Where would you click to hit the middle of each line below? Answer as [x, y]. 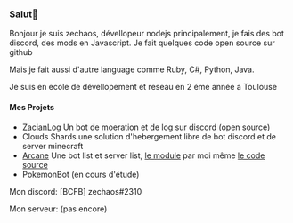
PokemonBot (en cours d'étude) [81, 174]
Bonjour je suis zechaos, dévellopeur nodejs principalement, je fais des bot [147, 34]
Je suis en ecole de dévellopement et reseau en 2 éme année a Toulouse [143, 87]
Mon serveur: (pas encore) [58, 209]
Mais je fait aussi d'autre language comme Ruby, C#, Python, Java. [132, 69]
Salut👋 [24, 14]
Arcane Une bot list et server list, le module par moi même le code [143, 155]
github [21, 52]
